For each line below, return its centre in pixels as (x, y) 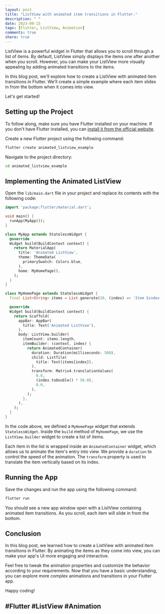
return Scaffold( (32, 316)
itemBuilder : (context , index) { (57, 344)
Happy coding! (20, 591)
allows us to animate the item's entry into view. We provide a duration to (78, 452)
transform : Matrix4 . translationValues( (72, 371)
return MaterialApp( (35, 248)
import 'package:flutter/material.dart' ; (48, 207)
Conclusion (23, 533)
